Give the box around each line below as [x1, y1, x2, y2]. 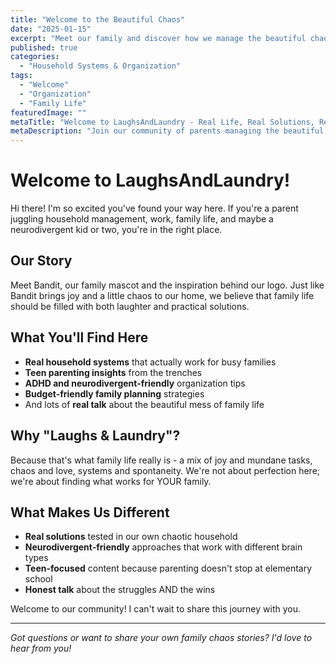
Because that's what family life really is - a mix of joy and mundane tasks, [10, 454, 313, 466]
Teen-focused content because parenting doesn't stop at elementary [24, 562, 313, 575]
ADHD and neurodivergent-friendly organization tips [24, 377, 246, 389]
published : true [10, 42, 78, 53]
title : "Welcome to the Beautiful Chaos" [10, 14, 186, 25]
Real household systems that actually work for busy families [24, 356, 277, 368]
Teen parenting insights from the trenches [24, 366, 203, 378]
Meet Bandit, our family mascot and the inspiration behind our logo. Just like [10, 279, 325, 291]
